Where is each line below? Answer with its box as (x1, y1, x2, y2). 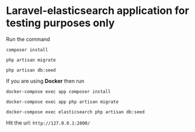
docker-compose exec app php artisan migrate (6, 99, 119, 105)
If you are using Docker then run (6, 77, 85, 84)
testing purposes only (6, 16, 115, 30)
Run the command (6, 35, 51, 42)
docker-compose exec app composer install (6, 88, 111, 94)
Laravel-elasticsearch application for (6, 4, 190, 17)
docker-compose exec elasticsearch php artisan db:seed (6, 109, 145, 115)
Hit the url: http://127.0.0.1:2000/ (6, 119, 90, 126)
